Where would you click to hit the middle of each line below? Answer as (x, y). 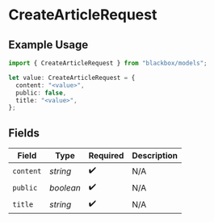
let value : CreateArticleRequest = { (72, 77)
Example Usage (48, 45)
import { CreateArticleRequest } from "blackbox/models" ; (108, 63)
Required (106, 156)
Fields (24, 133)
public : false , (41, 93)
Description (155, 156)
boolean (65, 187)
